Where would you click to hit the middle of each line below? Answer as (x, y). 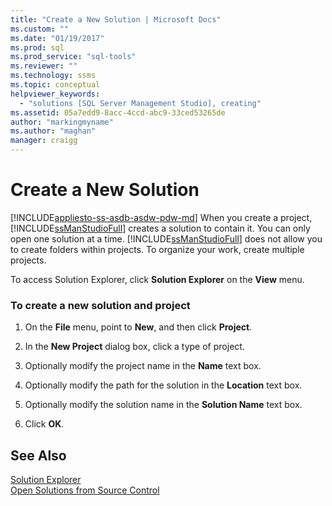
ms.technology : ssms (53, 76)
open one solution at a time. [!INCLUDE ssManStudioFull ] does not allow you (166, 238)
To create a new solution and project (100, 305)
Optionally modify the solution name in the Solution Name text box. (163, 405)
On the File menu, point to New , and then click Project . (138, 327)
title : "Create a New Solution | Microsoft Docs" (116, 19)
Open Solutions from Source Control (85, 490)
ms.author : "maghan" (53, 131)
